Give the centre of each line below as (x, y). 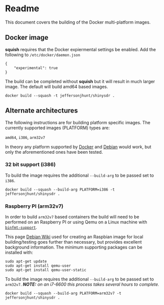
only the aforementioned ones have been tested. (54, 152)
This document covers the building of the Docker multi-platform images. (78, 22)
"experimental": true (36, 68)
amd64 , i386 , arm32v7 (25, 137)
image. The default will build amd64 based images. (57, 86)
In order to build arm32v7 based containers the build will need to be (72, 217)
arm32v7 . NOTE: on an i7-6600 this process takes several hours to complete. (82, 284)
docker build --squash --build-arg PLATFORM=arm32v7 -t (63, 293)
